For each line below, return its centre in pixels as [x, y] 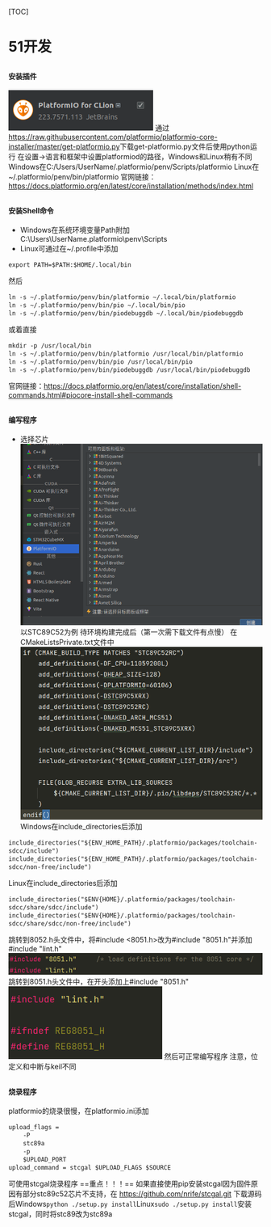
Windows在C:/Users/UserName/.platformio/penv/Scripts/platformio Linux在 [134, 167]
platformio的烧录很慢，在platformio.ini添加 [79, 1111]
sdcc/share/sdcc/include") [54, 908]
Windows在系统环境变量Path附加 [75, 230]
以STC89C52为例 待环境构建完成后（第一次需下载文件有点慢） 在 [129, 632]
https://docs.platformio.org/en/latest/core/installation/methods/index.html [131, 186]
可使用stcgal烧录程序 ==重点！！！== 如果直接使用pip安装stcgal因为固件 [130, 1184]
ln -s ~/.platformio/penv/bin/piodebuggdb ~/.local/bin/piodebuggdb [126, 314]
